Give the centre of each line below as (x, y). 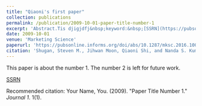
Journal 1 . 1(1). (24, 97)
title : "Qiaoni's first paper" (45, 12)
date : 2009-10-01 (28, 34)
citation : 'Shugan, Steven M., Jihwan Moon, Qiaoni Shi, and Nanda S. (96, 51)
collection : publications (38, 17)
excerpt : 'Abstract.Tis (36, 28)
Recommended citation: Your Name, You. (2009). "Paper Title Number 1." (97, 91)
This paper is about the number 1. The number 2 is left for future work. (93, 68)
